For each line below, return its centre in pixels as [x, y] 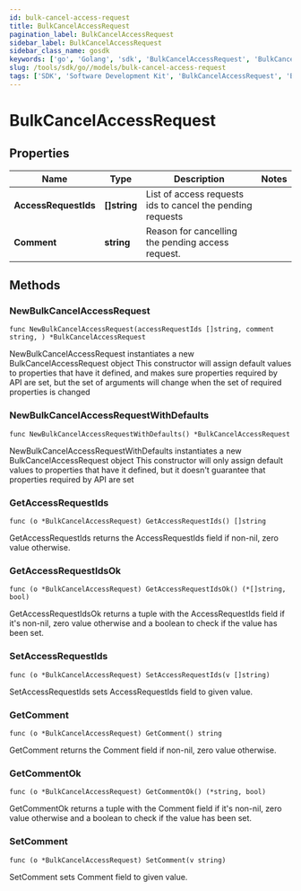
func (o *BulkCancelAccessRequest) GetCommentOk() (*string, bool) [138, 792]
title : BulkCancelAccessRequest [69, 26]
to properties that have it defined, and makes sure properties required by [143, 373]
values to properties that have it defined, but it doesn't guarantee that [138, 470]
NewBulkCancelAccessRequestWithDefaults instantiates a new [125, 451]
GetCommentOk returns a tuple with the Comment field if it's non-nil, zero [146, 808]
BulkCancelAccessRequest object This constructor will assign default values [150, 364]
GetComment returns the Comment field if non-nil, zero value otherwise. [143, 750]
